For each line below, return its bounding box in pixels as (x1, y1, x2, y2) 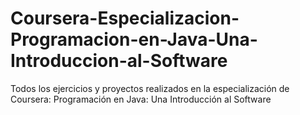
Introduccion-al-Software (10, 50, 228, 72)
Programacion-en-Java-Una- (10, 28, 258, 51)
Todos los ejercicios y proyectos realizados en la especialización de (10, 82, 290, 94)
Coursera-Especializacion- (10, 7, 240, 30)
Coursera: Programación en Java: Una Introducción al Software (10, 93, 272, 105)
